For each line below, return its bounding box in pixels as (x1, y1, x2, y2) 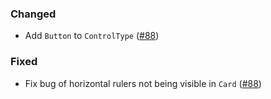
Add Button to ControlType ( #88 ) (24, 30, 160, 42)
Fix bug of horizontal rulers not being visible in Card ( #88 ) (24, 77, 262, 89)
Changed (10, 7, 57, 21)
